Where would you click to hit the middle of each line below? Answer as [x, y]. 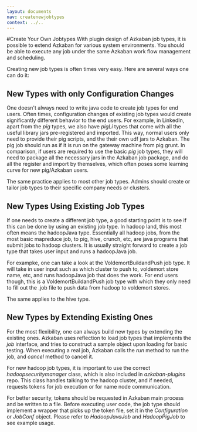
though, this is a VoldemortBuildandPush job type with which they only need [99, 281]
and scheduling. [26, 58]
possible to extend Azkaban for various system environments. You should [96, 45]
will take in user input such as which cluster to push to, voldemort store [93, 269]
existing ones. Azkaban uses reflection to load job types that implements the [99, 338]
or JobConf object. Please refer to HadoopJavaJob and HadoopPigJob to [96, 416]
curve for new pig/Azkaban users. [47, 170]
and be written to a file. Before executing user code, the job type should [94, 404]
